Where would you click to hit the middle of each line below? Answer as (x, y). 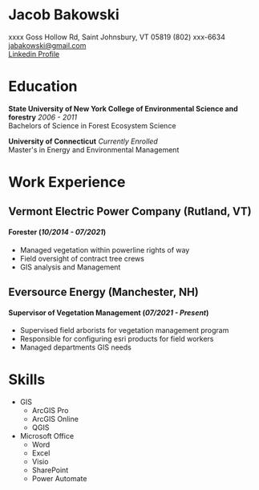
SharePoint (50, 470)
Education (43, 87)
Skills (27, 380)
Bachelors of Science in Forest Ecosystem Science (92, 125)
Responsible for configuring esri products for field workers (117, 339)
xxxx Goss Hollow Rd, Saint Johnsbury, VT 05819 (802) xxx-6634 (117, 37)
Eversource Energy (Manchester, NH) (103, 292)
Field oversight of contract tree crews (82, 258)
